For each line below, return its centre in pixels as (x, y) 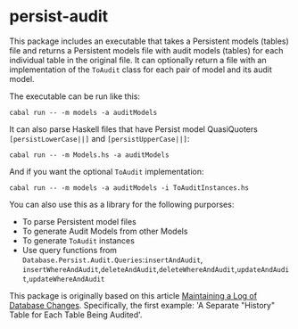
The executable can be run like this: (75, 96)
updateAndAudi (263, 269)
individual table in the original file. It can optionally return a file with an (138, 60)
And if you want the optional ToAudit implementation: (107, 171)
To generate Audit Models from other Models (105, 231)
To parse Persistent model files (79, 221)
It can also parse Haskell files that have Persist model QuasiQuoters (134, 129)
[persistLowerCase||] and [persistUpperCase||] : (99, 138)
